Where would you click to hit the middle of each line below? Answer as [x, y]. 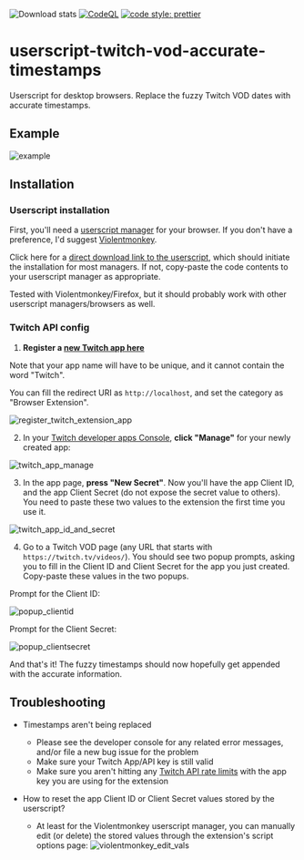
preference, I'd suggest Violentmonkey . [83, 240]
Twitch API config [50, 328]
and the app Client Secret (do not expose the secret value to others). [151, 492]
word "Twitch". [37, 374]
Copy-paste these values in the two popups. [106, 576]
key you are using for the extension [102, 781]
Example [35, 133]
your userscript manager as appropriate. [85, 277]
